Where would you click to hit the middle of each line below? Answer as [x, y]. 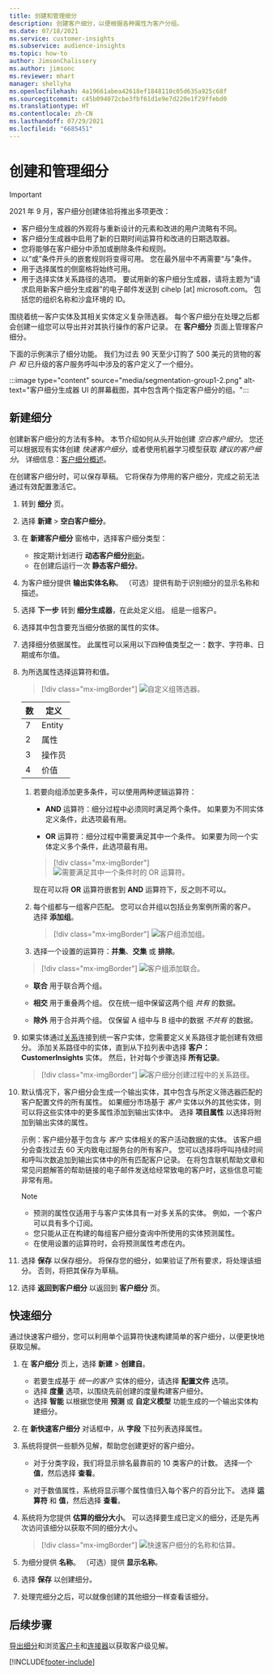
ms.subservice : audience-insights [68, 46]
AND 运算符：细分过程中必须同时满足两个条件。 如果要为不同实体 [154, 809]
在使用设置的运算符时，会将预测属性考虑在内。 [111, 1243]
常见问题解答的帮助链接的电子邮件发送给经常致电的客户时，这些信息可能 [141, 1169]
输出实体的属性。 [64, 1122]
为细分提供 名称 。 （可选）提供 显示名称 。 [92, 1562]
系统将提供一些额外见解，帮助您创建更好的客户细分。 [110, 1446]
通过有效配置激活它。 [45, 486]
